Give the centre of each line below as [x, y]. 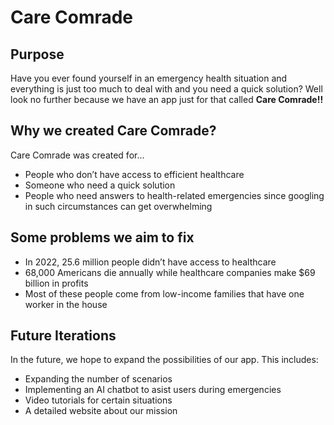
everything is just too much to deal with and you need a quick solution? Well [166, 89]
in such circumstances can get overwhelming [118, 206]
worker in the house [66, 304]
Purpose [37, 54]
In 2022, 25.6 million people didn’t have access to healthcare [150, 262]
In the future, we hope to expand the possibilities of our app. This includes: [164, 360]
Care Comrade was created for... [77, 155]
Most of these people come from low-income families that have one [164, 293]
